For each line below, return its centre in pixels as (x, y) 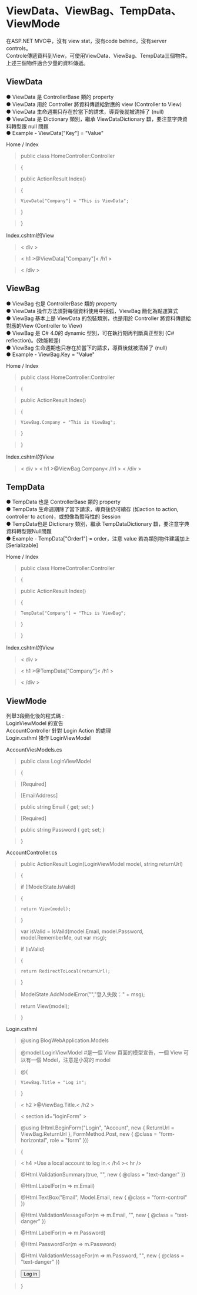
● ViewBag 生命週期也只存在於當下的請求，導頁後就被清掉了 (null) (87, 348)
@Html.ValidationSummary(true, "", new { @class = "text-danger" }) (103, 1175)
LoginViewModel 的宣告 (35, 723)
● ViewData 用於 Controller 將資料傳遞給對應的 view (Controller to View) (94, 104)
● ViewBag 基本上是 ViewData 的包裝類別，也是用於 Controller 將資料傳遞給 (98, 318)
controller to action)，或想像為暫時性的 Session (64, 517)
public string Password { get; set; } (62, 830)
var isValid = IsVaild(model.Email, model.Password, (82, 931)
